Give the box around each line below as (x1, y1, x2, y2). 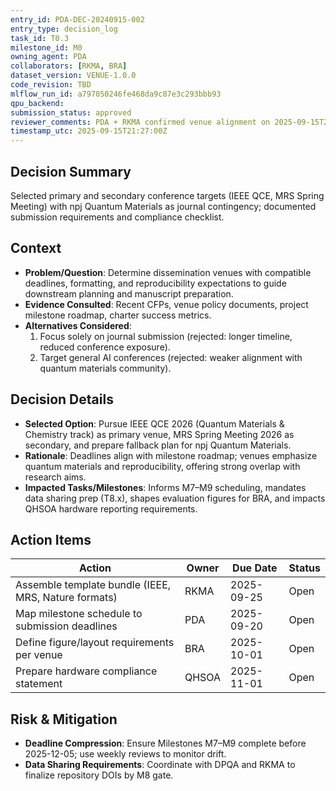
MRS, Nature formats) (15, 591, 118, 605)
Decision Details (10, 391, 114, 408)
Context (10, 240, 62, 257)
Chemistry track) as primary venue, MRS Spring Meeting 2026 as (24, 428, 295, 440)
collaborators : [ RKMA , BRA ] (10, 61, 128, 71)
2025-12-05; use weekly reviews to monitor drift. (24, 748, 227, 760)
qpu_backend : (10, 98, 65, 108)
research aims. (24, 471, 87, 483)
